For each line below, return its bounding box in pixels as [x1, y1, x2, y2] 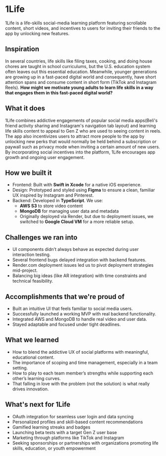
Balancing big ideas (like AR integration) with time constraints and [12, 273, 147, 279]
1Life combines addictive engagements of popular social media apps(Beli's [5, 117, 158, 123]
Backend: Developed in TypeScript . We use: [12, 198, 103, 204]
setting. [12, 365, 28, 371]
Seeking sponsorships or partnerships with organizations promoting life [12, 440, 159, 446]
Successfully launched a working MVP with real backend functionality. [12, 311, 156, 316]
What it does [5, 104, 46, 113]
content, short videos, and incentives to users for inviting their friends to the [5, 25, 161, 31]
